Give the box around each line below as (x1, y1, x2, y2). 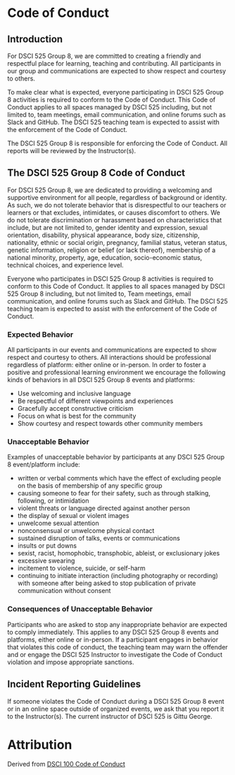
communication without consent (17, 587, 111, 595)
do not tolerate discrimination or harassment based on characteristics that (7, 215, 222, 224)
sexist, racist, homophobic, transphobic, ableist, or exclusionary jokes (17, 549, 220, 558)
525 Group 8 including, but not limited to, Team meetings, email (7, 289, 191, 298)
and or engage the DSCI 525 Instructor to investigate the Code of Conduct (7, 650, 223, 659)
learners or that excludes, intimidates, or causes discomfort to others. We (7, 208, 220, 217)
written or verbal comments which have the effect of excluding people (17, 474, 222, 483)
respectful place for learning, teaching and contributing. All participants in (7, 59, 222, 68)
